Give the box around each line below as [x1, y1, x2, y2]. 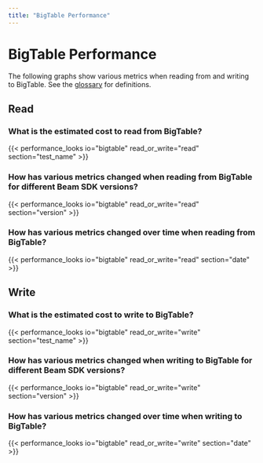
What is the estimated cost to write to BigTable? [8, 309, 194, 320]
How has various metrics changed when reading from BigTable [8, 172, 253, 183]
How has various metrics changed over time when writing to [8, 410, 243, 421]
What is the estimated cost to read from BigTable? [8, 126, 203, 137]
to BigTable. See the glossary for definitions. [8, 79, 152, 89]
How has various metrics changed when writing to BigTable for [8, 355, 253, 366]
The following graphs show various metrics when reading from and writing [8, 71, 250, 81]
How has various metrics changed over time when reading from [8, 227, 256, 238]
